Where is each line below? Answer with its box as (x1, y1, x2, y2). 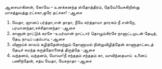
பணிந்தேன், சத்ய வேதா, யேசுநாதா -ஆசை (11, 58, 92, 64)
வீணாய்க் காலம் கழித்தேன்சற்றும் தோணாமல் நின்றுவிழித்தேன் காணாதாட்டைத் (11, 42, 154, 47)
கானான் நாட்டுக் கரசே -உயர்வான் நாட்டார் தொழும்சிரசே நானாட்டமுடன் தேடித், (11, 30, 158, 36)
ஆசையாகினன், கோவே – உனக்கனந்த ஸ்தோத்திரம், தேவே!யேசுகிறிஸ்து (4, 4, 140, 10)
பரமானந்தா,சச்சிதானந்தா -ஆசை (11, 25, 76, 31)
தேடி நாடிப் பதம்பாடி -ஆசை (11, 36, 65, 42)
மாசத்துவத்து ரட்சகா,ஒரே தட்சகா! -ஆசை (4, 10, 82, 15)
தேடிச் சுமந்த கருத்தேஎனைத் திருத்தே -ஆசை (11, 47, 95, 53)
